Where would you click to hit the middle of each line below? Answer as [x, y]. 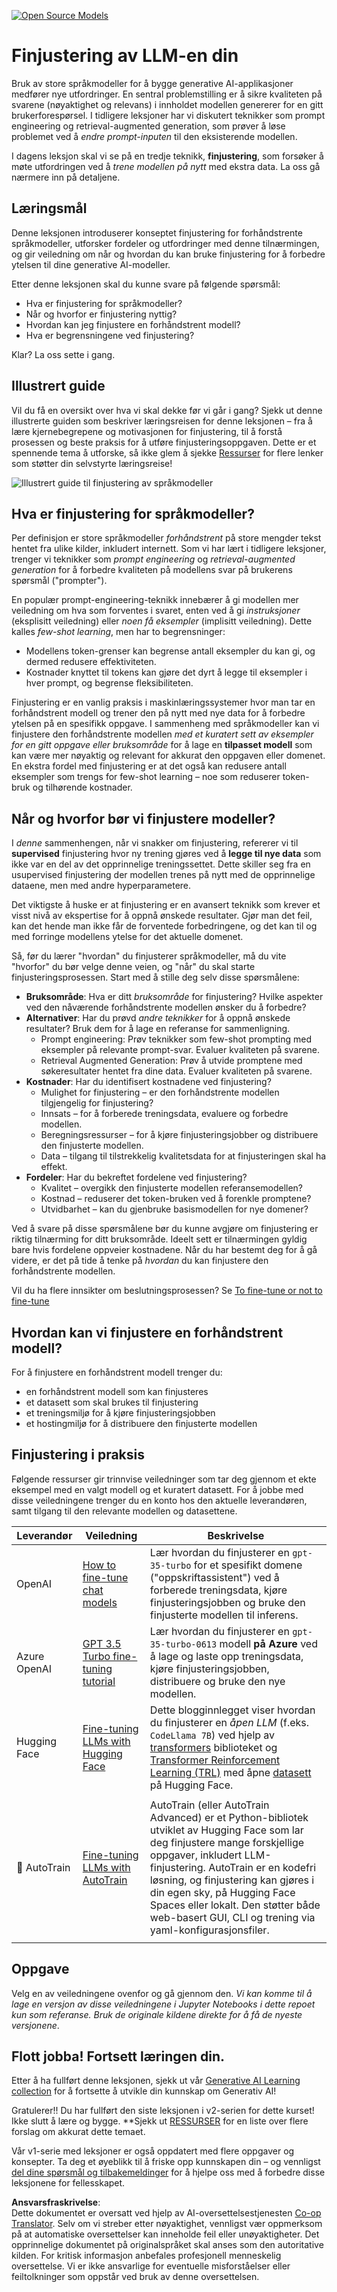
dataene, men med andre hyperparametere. [101, 886]
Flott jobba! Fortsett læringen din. [118, 2056]
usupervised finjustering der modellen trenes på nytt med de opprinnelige [163, 875]
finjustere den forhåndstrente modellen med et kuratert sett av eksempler [162, 734]
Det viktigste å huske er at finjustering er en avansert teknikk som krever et [166, 905]
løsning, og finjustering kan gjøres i [232, 1880]
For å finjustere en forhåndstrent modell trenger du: [117, 1372]
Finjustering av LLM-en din [125, 56]
